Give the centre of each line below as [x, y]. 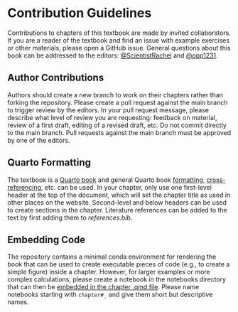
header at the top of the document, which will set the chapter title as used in [119, 195]
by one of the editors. [39, 140]
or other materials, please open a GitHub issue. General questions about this [119, 48]
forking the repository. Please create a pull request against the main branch [118, 102]
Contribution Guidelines [80, 13]
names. [18, 302]
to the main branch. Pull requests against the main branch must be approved [119, 132]
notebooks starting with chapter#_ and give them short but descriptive [110, 295]
